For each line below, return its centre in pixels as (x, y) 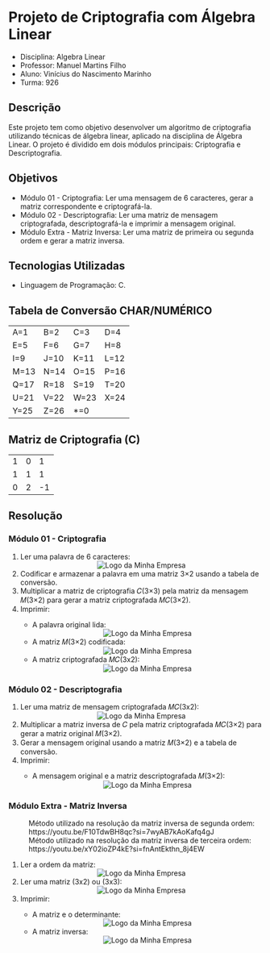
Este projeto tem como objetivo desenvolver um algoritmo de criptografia (130, 127)
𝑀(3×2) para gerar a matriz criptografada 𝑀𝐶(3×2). (105, 600)
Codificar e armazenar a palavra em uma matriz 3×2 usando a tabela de (139, 573)
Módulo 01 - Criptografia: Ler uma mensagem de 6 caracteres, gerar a (137, 198)
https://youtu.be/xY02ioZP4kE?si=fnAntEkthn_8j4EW (117, 849)
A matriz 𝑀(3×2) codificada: (79, 642)
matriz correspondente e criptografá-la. (86, 206)
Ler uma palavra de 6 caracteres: (75, 556)
